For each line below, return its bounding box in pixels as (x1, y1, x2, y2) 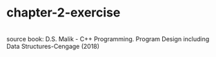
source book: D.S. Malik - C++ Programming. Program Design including (6, 34, 210, 43)
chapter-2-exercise (6, 5, 121, 21)
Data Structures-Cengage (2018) (6, 42, 100, 50)
